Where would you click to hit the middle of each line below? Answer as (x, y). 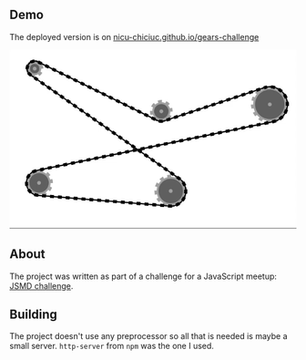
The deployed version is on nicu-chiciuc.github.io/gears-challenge (134, 36)
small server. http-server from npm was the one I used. (112, 346)
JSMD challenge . (41, 285)
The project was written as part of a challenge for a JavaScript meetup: (143, 276)
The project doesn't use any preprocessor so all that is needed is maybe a (149, 336)
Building (33, 314)
